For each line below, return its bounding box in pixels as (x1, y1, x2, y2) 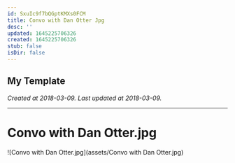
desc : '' (7, 23, 33, 30)
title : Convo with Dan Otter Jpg (7, 17, 105, 24)
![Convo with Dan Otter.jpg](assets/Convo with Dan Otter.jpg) (7, 148, 184, 156)
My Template (7, 75, 66, 87)
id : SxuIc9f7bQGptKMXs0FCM (7, 10, 86, 17)
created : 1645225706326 (7, 36, 77, 43)
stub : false (7, 43, 42, 50)
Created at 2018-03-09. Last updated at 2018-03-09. (7, 94, 162, 102)
